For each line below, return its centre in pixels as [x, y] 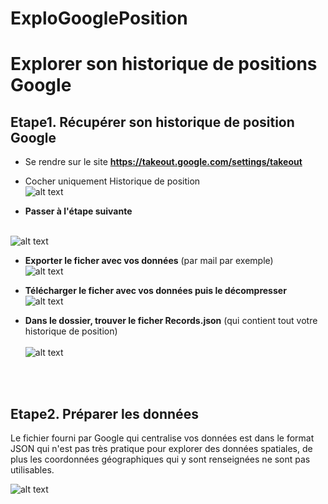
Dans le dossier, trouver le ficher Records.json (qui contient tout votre [171, 321]
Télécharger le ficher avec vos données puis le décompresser [155, 291]
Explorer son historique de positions [164, 64]
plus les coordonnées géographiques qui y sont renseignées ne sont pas [160, 459]
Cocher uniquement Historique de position [112, 181]
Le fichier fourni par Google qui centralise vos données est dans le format [162, 438]
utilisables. [32, 470]
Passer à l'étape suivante [78, 211]
